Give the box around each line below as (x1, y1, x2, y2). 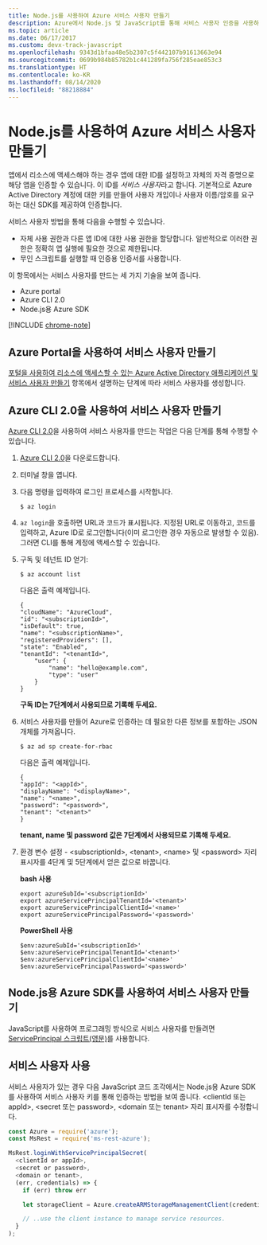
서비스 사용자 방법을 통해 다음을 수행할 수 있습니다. (8, 217, 165, 227)
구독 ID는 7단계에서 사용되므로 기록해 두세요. (19, 700, 157, 709)
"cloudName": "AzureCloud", (19, 608, 113, 616)
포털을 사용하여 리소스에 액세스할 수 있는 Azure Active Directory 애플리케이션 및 (8, 368, 258, 378)
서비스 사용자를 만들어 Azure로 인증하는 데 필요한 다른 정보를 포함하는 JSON (19, 716, 257, 726)
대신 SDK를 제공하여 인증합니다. (22, 200, 122, 209)
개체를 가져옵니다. (19, 726, 75, 736)
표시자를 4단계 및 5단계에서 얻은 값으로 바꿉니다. (19, 857, 171, 866)
